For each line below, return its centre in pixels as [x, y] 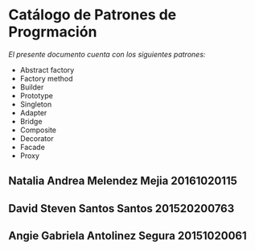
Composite [38, 130]
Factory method [46, 78]
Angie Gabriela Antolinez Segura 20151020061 [127, 236]
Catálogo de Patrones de [93, 15]
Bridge [31, 121]
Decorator [37, 138]
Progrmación [53, 32]
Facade [33, 147]
